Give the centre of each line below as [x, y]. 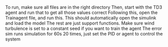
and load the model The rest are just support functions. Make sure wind [80, 23]
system [13, 39]
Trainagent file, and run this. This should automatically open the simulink [81, 18]
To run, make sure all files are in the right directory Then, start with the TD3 [84, 7]
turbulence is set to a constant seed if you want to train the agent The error [84, 28]
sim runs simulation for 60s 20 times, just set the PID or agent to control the [84, 34]
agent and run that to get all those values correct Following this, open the [81, 12]
